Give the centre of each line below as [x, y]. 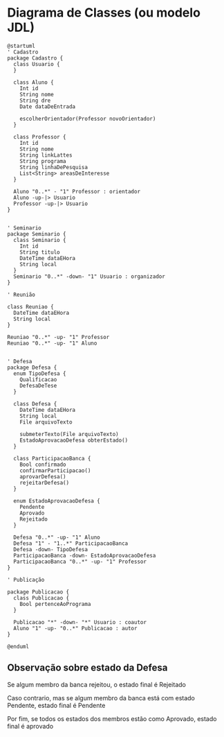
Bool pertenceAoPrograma [55, 604]
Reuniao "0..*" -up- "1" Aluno [52, 343]
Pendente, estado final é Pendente [56, 705]
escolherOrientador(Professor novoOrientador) [88, 119]
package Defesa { [32, 367]
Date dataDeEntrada [48, 106]
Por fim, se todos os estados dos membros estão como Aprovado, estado [112, 718]
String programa [43, 161]
